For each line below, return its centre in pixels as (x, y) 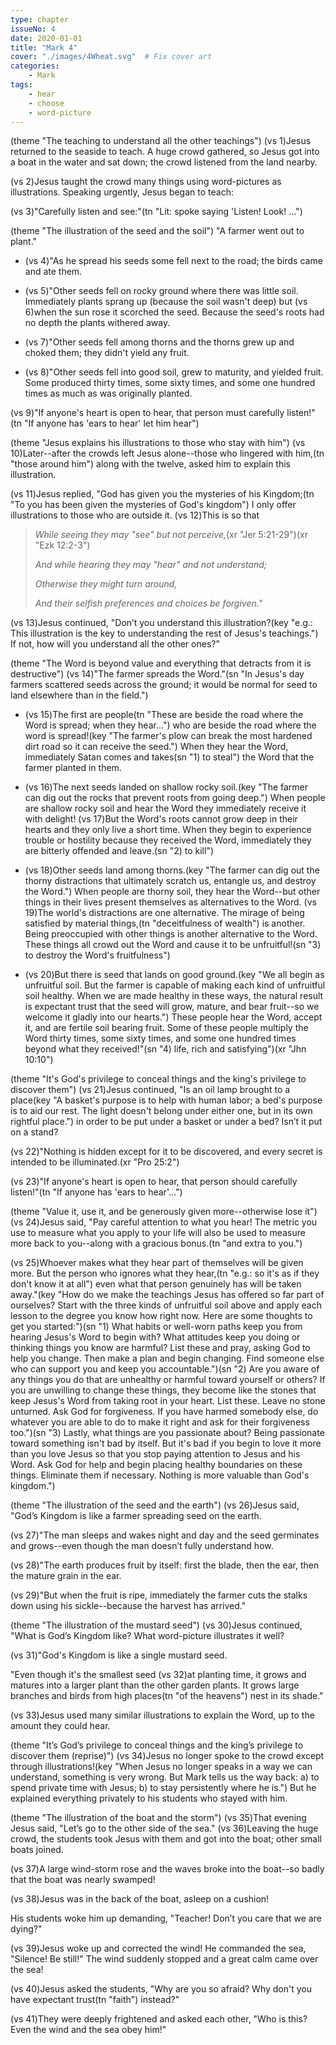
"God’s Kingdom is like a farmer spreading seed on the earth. (136, 1516)
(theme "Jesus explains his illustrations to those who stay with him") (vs (158, 443)
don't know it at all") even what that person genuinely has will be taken (156, 1284)
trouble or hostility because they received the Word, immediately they (168, 840)
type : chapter (40, 19)
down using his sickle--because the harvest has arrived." (128, 1606)
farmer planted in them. (73, 768)
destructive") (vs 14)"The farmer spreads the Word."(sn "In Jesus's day (157, 674)
